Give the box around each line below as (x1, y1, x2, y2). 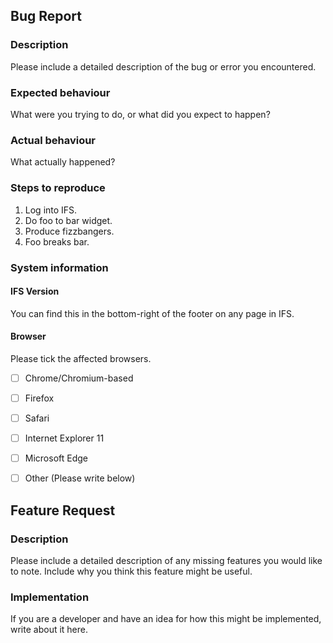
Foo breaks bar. (24, 235, 90, 248)
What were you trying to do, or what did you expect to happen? (10, 108, 271, 120)
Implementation (10, 590, 90, 604)
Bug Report (10, 8, 83, 25)
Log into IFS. (24, 204, 78, 216)
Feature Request (10, 502, 116, 519)
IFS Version (10, 285, 60, 298)
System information (10, 260, 109, 274)
